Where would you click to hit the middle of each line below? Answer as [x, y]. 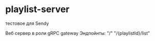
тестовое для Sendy [27, 23]
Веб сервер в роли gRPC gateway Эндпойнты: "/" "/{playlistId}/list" [77, 33]
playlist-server [38, 9]
